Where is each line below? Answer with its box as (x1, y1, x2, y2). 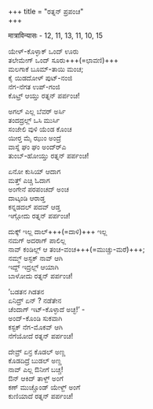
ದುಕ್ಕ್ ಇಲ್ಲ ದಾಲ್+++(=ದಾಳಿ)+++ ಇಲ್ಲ (8, 227, 107, 236)
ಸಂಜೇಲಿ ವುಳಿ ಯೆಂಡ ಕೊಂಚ (8, 125, 72, 133)
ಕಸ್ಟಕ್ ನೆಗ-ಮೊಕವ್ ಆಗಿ (8, 322, 64, 332)
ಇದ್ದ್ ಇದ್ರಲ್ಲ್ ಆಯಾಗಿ (8, 262, 59, 271)
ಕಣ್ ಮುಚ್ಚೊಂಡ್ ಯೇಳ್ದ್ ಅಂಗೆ (8, 382, 81, 392)
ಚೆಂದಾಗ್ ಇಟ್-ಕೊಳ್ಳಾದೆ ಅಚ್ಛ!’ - (8, 305, 86, 314)
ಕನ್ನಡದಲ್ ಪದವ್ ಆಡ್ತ (8, 203, 61, 211)
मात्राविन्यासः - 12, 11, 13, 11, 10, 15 (8, 31, 104, 40)
